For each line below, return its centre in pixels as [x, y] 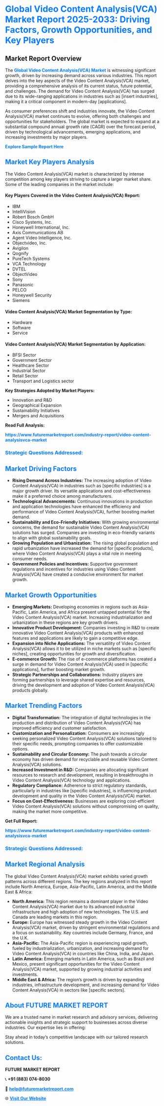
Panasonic [23, 285]
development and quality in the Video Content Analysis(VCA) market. [82, 796]
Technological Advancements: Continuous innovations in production [82, 501]
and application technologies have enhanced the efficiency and [76, 507]
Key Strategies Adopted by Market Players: [50, 391]
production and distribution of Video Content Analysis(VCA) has [76, 723]
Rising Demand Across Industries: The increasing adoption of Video [82, 481]
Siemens [21, 300]
